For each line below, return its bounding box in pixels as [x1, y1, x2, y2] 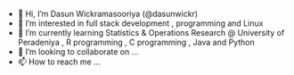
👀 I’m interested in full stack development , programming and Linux [17, 18, 264, 29]
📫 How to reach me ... [17, 56, 101, 67]
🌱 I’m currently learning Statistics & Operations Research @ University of [17, 28, 285, 37]
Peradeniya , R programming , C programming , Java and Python [17, 37, 256, 47]
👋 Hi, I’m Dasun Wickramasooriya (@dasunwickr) [17, 9, 199, 19]
